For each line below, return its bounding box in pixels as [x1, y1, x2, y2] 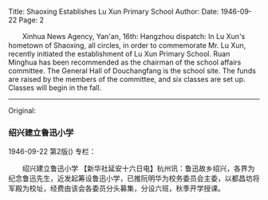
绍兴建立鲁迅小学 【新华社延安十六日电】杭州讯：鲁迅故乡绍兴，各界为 [22, 163, 255, 174]
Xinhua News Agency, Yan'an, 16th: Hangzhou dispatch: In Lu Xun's [22, 32, 246, 41]
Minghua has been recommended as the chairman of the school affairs [8, 57, 242, 67]
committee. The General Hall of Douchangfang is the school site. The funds [8, 66, 257, 75]
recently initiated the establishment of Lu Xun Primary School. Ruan [8, 49, 231, 58]
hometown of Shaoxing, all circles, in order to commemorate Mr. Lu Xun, [8, 41, 246, 50]
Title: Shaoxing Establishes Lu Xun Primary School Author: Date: [8, 7, 219, 16]
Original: [8, 106, 37, 115]
